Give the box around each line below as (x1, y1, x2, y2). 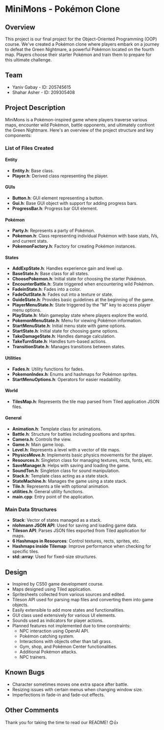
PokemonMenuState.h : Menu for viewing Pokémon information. (12, 318, 142, 324)
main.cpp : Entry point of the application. (12, 494, 94, 500)
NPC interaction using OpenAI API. (19, 628, 90, 634)
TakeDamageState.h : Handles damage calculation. (12, 333, 116, 339)
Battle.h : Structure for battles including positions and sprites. (12, 431, 136, 437)
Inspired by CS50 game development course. (12, 581, 104, 587)
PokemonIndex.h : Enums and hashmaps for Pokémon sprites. (12, 371, 138, 377)
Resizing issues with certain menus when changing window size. (12, 686, 143, 692)
